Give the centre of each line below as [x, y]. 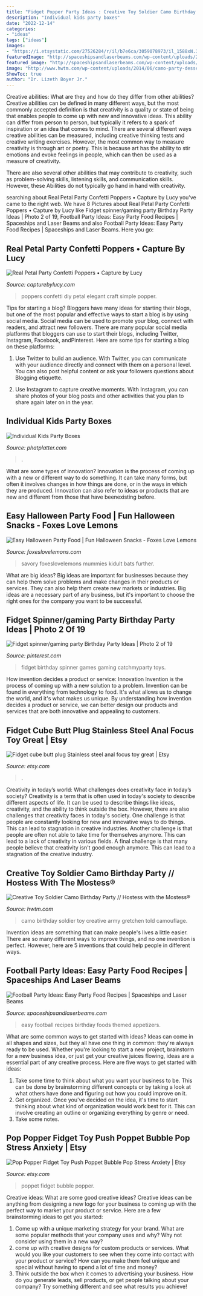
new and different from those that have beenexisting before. [81, 497]
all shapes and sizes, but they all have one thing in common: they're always [100, 1043]
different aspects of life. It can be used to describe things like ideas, [91, 803]
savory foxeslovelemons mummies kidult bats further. [88, 563]
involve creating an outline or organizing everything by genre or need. [102, 1112]
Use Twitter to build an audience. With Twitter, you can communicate [101, 358]
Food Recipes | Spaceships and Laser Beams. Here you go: [80, 230]
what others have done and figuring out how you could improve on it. [101, 1093]
